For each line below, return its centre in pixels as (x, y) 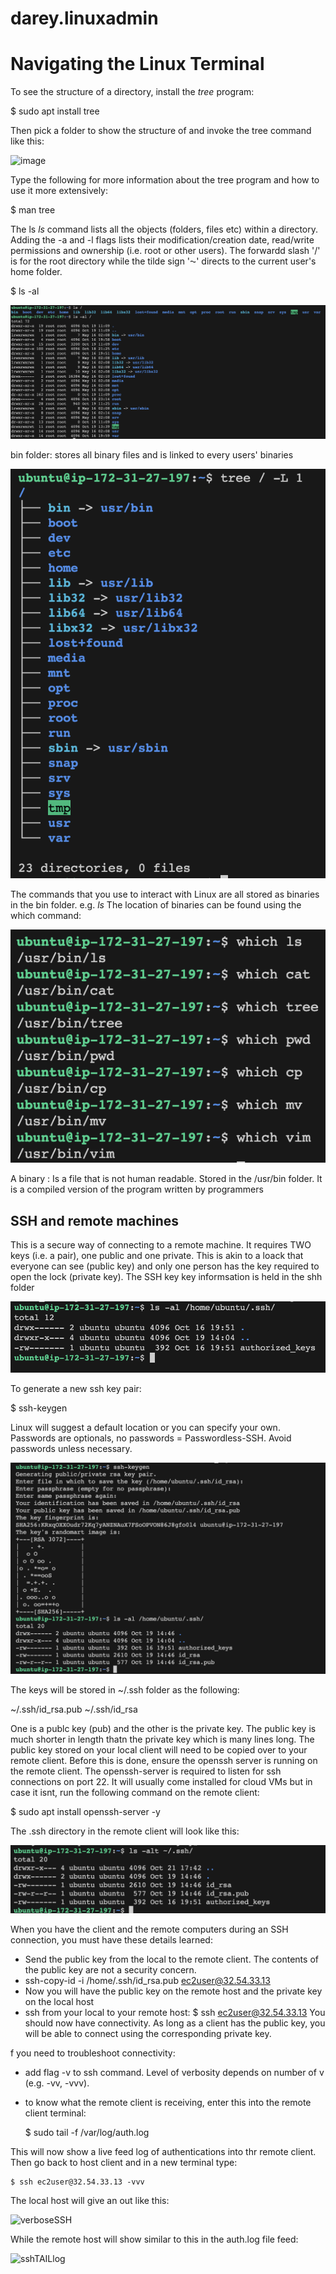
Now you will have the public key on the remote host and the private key (173, 1991)
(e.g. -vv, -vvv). (57, 2083)
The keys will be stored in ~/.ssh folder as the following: (125, 1689)
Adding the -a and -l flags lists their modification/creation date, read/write (162, 240)
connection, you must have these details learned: (111, 1939)
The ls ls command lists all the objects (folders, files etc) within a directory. (164, 229)
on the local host (59, 2001)
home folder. (36, 272)
